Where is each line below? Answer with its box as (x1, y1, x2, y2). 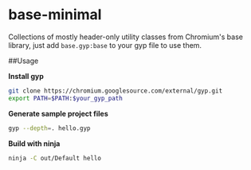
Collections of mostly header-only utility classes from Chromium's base (8, 32, 243, 42)
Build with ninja (8, 138, 61, 148)
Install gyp (8, 71, 44, 81)
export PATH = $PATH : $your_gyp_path (8, 94, 124, 102)
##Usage (8, 56, 39, 65)
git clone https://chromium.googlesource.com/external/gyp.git (8, 86, 223, 95)
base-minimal (8, 6, 102, 24)
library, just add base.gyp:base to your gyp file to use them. (8, 40, 202, 49)
